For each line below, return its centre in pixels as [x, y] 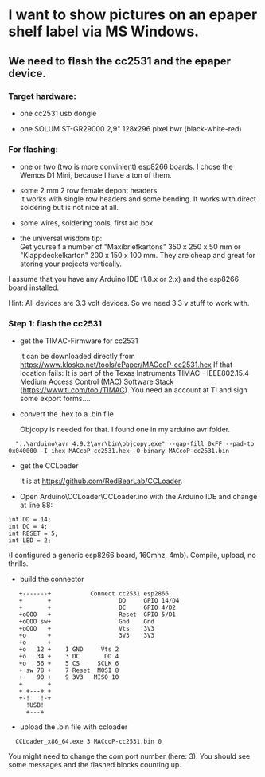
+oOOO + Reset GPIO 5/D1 [97, 615]
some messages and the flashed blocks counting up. [95, 765]
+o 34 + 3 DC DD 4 [69, 657]
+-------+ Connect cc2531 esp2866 [94, 594]
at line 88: [36, 505]
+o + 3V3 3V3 [87, 636]
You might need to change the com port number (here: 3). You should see [129, 756]
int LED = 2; [30, 541]
